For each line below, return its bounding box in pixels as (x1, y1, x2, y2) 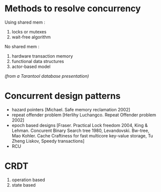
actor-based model (11, 64, 51, 69)
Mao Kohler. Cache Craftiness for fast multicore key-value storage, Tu (11, 132, 153, 138)
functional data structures (11, 58, 64, 64)
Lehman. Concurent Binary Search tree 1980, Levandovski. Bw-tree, (11, 128, 150, 133)
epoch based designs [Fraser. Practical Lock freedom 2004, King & (11, 122, 148, 128)
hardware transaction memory (11, 53, 73, 59)
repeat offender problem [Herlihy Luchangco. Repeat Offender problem (11, 112, 157, 118)
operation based (11, 177, 45, 183)
